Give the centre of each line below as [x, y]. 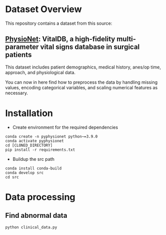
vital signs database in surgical [90, 47]
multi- [126, 39]
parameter [22, 47]
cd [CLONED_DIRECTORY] [29, 145]
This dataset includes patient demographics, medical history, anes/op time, [83, 67]
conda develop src [24, 172]
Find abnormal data [36, 216]
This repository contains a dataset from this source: [59, 23]
